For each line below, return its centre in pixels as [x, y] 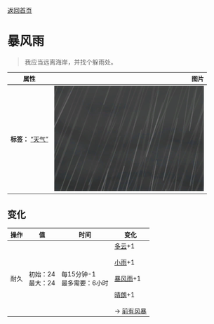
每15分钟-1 [79, 274]
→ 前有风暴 [131, 311]
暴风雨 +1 [128, 278]
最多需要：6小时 [85, 283]
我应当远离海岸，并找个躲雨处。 [71, 62]
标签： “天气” [29, 140]
